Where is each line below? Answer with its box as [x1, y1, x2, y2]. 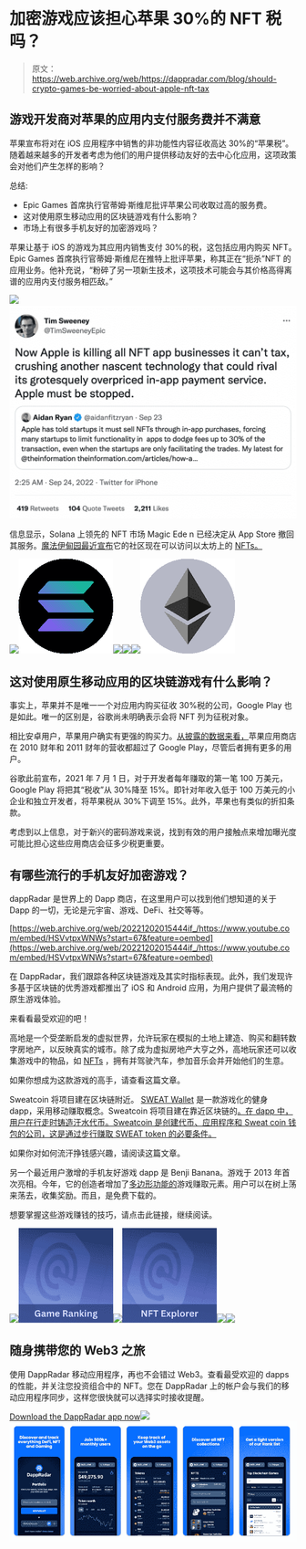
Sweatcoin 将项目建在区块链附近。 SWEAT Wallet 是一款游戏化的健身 [9, 1094, 269, 1104]
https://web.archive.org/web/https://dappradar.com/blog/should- [31, 73, 278, 84]
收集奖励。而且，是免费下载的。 [40, 1189, 161, 1200]
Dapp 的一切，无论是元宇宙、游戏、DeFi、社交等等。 [9, 905, 209, 916]
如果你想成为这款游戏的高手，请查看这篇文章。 [9, 1074, 185, 1085]
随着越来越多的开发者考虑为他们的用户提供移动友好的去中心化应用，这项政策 [9, 149, 297, 160]
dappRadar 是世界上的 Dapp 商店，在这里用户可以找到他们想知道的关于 [9, 893, 278, 904]
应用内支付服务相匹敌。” [25, 276, 114, 287]
